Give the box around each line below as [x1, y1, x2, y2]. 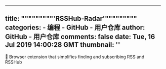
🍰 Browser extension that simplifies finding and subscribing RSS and [5, 54, 145, 60]
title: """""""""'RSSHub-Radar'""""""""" [5, 14, 137, 23]
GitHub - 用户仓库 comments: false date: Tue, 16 [5, 33, 155, 41]
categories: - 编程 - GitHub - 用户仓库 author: [5, 23, 145, 32]
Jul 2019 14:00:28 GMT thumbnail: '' [5, 40, 121, 49]
